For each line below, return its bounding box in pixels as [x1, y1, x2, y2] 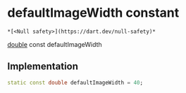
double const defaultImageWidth [7, 40, 102, 48]
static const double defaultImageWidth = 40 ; [7, 79, 143, 86]
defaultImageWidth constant [7, 5, 180, 21]
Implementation [7, 61, 79, 73]
